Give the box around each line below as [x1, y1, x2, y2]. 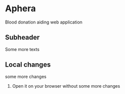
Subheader [5, 33, 40, 42]
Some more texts [5, 46, 40, 52]
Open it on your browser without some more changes [12, 83, 120, 89]
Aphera [5, 3, 36, 14]
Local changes [5, 61, 51, 69]
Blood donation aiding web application [5, 19, 82, 25]
